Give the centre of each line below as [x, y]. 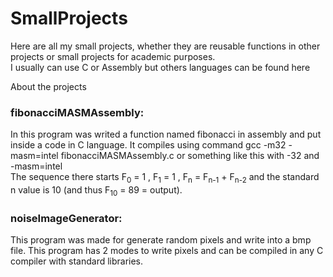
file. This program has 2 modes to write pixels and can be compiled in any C [167, 251]
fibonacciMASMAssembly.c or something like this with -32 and [190, 156]
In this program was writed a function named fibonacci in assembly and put [166, 134]
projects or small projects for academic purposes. [113, 56]
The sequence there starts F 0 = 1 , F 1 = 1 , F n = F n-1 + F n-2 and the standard [165, 178]
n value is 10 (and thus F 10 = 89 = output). [96, 191]
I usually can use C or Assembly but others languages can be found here [160, 67]
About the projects [48, 86]
